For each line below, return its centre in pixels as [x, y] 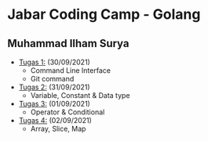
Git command [52, 79]
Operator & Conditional [68, 112]
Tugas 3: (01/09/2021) [55, 104]
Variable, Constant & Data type [80, 95]
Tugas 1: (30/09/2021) [55, 62]
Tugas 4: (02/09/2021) [55, 120]
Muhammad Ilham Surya [68, 43]
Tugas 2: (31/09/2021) [55, 87]
